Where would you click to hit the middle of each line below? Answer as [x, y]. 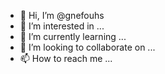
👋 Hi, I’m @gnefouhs [62, 15]
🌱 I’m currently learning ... [73, 36]
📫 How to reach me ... [66, 58]
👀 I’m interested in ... [62, 26]
